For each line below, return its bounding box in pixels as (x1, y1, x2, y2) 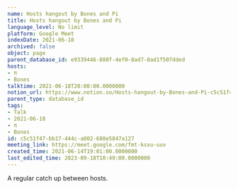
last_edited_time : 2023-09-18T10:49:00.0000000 (7, 154, 151, 162)
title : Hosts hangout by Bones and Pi (7, 17, 122, 24)
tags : (7, 102, 23, 109)
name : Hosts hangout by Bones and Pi (7, 10, 119, 18)
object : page (7, 50, 46, 57)
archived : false (7, 43, 55, 50)
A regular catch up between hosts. (7, 173, 108, 182)
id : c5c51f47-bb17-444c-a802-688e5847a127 (7, 135, 135, 142)
